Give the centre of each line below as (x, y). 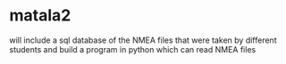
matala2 (40, 16)
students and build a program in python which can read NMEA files (133, 49)
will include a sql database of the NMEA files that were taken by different (143, 40)
